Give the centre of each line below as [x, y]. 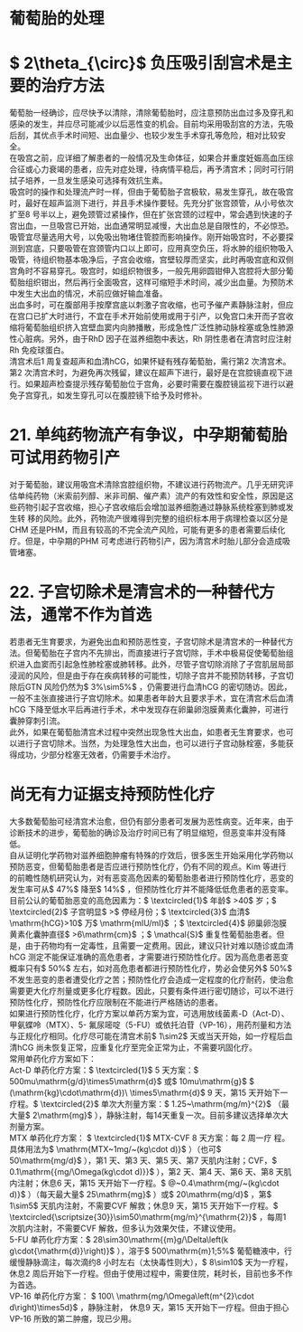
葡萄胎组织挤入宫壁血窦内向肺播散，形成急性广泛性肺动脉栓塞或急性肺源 [159, 327]
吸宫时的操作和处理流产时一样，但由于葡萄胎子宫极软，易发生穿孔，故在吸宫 [151, 192]
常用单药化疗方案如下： [53, 1058]
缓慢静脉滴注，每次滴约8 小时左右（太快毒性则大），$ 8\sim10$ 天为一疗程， [151, 1261]
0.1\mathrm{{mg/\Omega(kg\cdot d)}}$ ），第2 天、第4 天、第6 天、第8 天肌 [151, 1171]
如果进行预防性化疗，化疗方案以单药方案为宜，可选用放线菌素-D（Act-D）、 [150, 1013]
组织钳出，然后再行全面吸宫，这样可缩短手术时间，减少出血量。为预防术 [159, 282]
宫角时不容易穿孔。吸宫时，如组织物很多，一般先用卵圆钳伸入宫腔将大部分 [147, 271]
